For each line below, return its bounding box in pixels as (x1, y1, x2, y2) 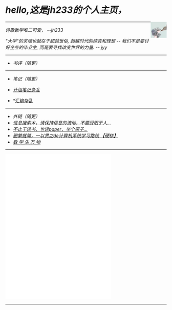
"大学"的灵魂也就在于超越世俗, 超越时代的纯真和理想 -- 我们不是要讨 (5, 37, 149, 44)
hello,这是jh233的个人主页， (5, 4, 127, 16)
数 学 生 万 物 (12, 139, 41, 145)
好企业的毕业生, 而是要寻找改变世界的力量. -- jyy (5, 44, 107, 50)
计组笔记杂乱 (12, 86, 40, 92)
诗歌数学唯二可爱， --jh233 (5, 27, 63, 33)
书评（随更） (12, 60, 40, 66)
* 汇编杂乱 (12, 98, 33, 104)
